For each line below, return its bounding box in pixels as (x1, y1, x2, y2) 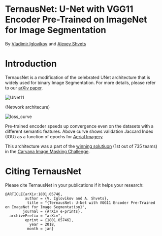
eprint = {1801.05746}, (25, 217, 74, 223)
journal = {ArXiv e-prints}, (23, 209, 83, 214)
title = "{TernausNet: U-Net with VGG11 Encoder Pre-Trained (27, 200, 155, 205)
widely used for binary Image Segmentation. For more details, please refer (5, 79, 156, 85)
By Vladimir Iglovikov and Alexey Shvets (5, 40, 86, 46)
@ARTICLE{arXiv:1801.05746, (5, 192, 63, 197)
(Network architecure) (5, 104, 50, 110)
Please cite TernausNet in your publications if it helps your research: (5, 182, 144, 188)
